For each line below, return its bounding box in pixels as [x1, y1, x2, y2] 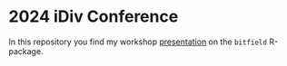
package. [8, 45, 44, 56]
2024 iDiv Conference [8, 6, 179, 27]
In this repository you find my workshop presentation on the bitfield [8, 36, 267, 47]
